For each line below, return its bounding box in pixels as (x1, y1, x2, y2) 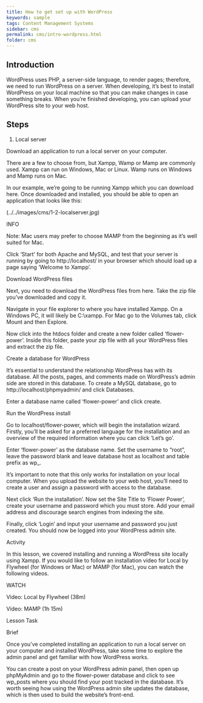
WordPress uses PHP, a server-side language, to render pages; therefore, (6, 75, 191, 83)
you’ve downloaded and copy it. (6, 293, 87, 301)
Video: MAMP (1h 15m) (6, 605, 63, 612)
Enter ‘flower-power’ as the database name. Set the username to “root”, (6, 446, 185, 453)
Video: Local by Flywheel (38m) (6, 593, 86, 600)
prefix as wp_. (6, 459, 41, 466)
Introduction (6, 60, 55, 70)
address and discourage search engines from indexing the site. (6, 508, 165, 516)
